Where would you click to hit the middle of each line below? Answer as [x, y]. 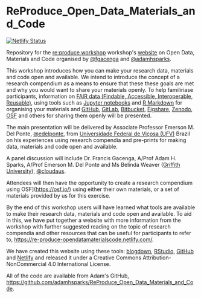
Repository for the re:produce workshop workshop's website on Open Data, [101, 52]
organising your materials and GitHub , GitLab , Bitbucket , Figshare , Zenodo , [100, 109]
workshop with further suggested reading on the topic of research [88, 226]
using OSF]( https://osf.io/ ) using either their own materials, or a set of [93, 189]
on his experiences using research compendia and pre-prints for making [96, 140]
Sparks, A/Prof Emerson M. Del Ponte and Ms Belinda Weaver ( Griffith [93, 164]
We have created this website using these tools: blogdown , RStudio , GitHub [100, 251]
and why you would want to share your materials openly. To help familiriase [100, 89]
